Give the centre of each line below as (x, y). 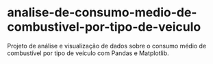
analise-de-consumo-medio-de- (102, 13)
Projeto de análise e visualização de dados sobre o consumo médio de (107, 46)
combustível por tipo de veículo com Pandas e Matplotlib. (88, 53)
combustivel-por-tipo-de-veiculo (104, 27)
